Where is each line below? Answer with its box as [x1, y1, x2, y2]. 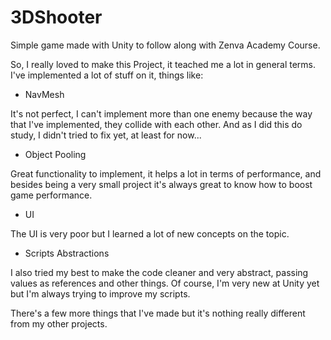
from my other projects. [10, 317, 108, 330]
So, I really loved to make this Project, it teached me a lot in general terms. [10, 58, 317, 70]
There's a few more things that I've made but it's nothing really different [10, 307, 306, 319]
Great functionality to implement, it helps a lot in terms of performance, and [10, 167, 322, 180]
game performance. [10, 189, 93, 201]
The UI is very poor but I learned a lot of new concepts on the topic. [10, 227, 290, 240]
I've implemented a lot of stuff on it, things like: [10, 69, 204, 81]
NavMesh [24, 88, 65, 100]
